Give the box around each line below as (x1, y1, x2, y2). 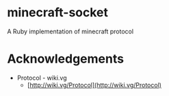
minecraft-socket (7, 5, 108, 20)
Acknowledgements (7, 51, 125, 67)
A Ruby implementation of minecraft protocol (7, 27, 134, 35)
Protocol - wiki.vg (16, 74, 67, 82)
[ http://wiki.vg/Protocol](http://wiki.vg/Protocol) (27, 80, 162, 89)
